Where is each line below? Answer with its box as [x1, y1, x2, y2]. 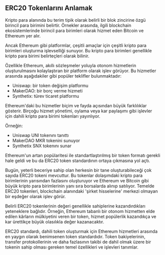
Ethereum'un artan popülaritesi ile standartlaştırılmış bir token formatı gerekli [5, 152, 161, 158]
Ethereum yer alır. [5, 33, 41, 39]
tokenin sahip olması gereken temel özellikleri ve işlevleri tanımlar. [5, 244, 139, 250]
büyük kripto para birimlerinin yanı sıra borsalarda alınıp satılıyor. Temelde [5, 183, 155, 189]
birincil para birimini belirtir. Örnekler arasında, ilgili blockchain [5, 22, 132, 28]
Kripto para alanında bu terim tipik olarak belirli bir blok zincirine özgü [5, 17, 146, 23]
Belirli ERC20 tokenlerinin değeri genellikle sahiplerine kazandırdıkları [5, 203, 146, 209]
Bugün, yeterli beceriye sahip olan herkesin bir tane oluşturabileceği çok [5, 167, 152, 173]
